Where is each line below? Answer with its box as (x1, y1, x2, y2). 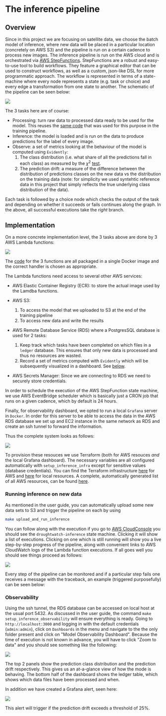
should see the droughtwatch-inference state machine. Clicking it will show (5, 531, 158, 537)
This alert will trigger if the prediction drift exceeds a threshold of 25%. (5, 705, 150, 711)
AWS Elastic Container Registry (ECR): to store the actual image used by (12, 283, 160, 289)
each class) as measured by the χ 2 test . (19, 159, 101, 166)
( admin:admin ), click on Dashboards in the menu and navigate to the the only (5, 626, 158, 632)
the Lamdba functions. (12, 288, 58, 294)
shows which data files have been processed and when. (5, 676, 120, 682)
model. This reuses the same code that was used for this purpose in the (12, 123, 160, 128)
